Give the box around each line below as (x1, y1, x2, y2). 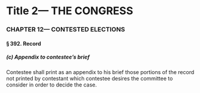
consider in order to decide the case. (6, 81, 97, 88)
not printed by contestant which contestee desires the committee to (6, 75, 173, 82)
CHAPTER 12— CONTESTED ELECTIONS (6, 25, 125, 34)
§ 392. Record (6, 40, 42, 47)
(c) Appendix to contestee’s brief (6, 53, 90, 60)
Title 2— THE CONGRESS (6, 4, 133, 18)
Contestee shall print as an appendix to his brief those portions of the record (6, 68, 195, 75)
